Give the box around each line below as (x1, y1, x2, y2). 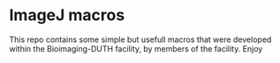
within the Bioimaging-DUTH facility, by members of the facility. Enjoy (9, 43, 263, 53)
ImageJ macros (9, 5, 125, 25)
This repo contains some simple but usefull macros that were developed (9, 34, 272, 45)
